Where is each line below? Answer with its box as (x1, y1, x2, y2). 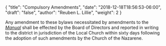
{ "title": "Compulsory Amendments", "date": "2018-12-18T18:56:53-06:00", (5, 4, 162, 10)
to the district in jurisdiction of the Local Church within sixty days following (5, 30, 160, 35)
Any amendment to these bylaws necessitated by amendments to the (5, 19, 149, 25)
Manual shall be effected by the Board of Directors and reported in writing (5, 24, 159, 30)
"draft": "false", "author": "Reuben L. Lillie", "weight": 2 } (5, 9, 122, 15)
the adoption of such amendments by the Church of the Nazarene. (5, 35, 143, 41)
